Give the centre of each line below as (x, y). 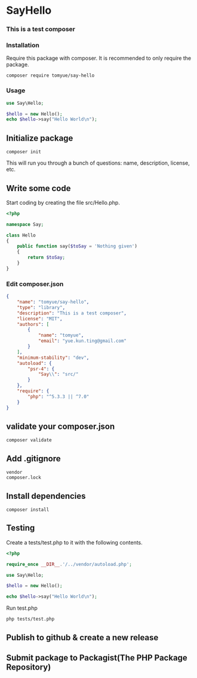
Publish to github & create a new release (82, 638)
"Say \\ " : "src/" (58, 374)
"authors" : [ (33, 324)
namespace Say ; (25, 224)
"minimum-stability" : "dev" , (53, 358)
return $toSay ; (47, 258)
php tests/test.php (30, 619)
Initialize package (40, 138)
